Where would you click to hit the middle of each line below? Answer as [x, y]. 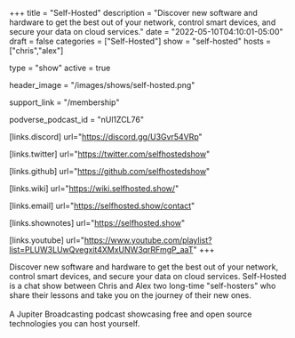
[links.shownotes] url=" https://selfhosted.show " [97, 223]
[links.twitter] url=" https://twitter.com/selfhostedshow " [110, 154]
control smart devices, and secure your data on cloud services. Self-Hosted [148, 276]
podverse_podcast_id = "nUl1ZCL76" [77, 120]
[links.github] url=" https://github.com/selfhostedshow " [110, 171]
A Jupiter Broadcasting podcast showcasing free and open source [131, 314]
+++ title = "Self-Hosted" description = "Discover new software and [133, 13]
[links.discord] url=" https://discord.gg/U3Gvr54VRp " [106, 137]
